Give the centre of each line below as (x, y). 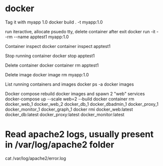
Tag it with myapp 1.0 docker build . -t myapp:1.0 (54, 22)
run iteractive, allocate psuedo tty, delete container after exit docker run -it (80, 31)
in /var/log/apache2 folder (60, 145)
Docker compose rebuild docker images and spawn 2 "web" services (75, 94)
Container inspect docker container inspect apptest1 (58, 46)
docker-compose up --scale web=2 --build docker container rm (70, 99)
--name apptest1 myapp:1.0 (41, 37)
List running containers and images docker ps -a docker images (70, 84)
